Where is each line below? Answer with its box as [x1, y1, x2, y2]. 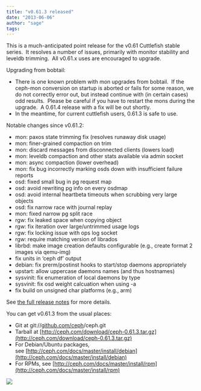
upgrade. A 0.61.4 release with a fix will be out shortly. [14, 103, 152, 111]
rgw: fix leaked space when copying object [14, 217, 122, 224]
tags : [6, 25, 20, 32]
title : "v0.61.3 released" [6, 8, 74, 15]
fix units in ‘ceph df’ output [14, 255, 82, 262]
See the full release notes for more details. [6, 298, 111, 306]
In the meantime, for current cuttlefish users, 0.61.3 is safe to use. [14, 110, 178, 117]
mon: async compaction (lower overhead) [14, 159, 119, 166]
